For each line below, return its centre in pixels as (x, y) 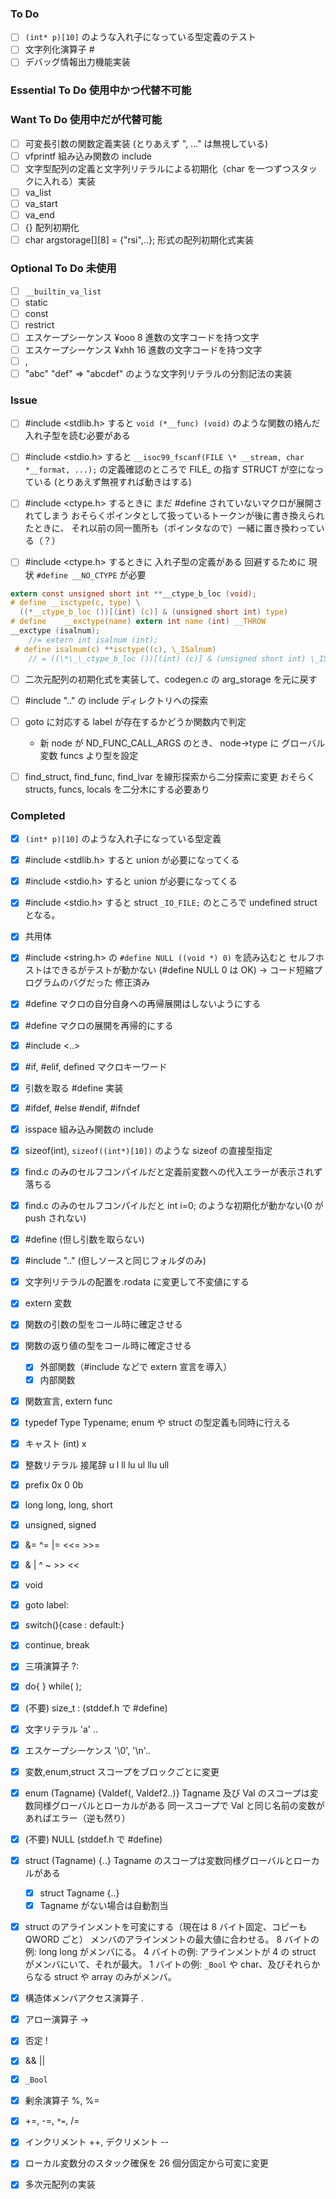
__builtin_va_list (63, 292)
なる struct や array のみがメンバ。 (105, 1977)
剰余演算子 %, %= (62, 2101)
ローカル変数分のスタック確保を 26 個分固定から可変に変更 (146, 2163)
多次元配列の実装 (60, 2184)
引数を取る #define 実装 (74, 1088)
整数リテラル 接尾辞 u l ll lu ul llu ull (97, 1464)
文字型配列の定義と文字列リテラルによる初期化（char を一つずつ (158, 168)
